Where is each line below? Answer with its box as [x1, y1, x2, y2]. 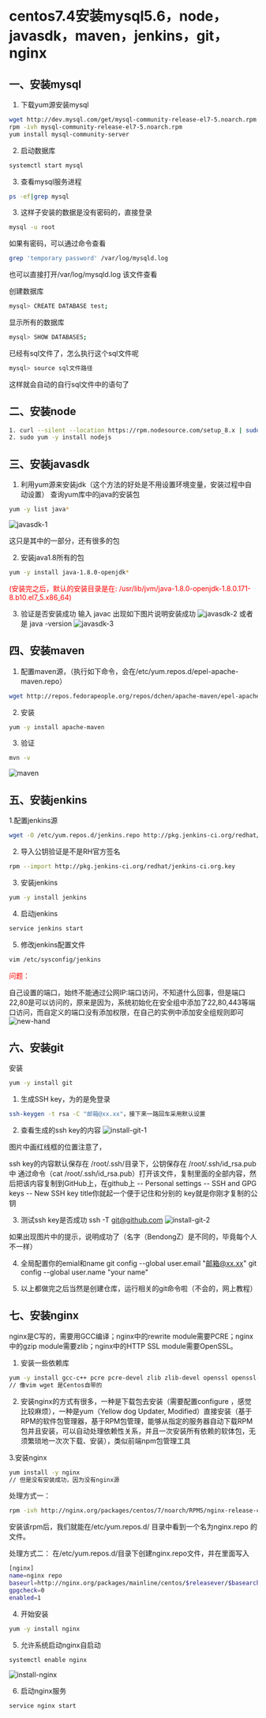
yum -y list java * [9, 506, 69, 514]
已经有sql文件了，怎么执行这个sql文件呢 [9, 348, 139, 357]
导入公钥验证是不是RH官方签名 [20, 847, 121, 856]
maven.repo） [20, 676, 66, 686]
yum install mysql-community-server [9, 130, 129, 138]
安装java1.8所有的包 [20, 553, 85, 562]
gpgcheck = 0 [9, 1586, 45, 1594]
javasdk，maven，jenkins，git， [9, 27, 228, 45]
